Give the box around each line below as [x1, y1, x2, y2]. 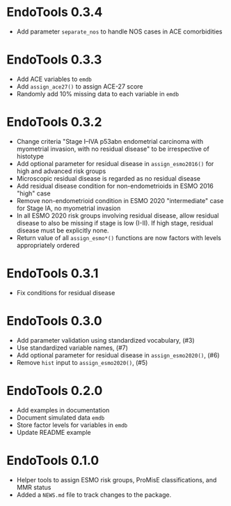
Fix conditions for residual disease [16, 288, 115, 297]
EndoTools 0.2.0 [6, 382, 103, 399]
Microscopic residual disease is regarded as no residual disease [16, 174, 201, 182]
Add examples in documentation [16, 405, 110, 414]
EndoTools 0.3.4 [6, 4, 103, 20]
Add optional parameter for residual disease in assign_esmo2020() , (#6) [16, 350, 220, 359]
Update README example [16, 428, 91, 436]
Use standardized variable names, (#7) [16, 343, 128, 352]
